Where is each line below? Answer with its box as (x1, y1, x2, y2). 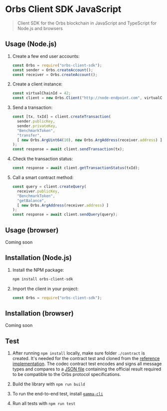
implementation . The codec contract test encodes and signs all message (12, 361, 162, 367)
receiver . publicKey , (17, 188, 60, 193)
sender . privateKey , (17, 123, 58, 128)
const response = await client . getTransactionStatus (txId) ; (12, 165, 140, 170)
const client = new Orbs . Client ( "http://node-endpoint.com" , (12, 95, 143, 100)
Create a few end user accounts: (12, 53, 80, 59)
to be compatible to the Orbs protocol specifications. (12, 371, 121, 377)
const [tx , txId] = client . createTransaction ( (12, 114, 111, 119)
